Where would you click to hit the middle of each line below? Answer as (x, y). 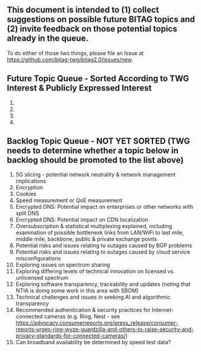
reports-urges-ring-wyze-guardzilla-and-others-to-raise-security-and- (105, 330)
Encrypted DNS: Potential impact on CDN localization (82, 220)
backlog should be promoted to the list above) (95, 160)
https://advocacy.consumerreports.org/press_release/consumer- (97, 323)
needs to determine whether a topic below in (93, 151)
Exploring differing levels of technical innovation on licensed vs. (95, 271)
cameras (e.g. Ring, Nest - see (82, 316)
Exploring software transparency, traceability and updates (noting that (103, 284)
